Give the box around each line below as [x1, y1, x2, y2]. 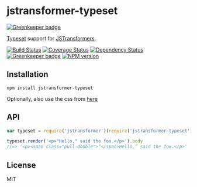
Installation [6, 69, 49, 80]
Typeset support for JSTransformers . [6, 35, 96, 42]
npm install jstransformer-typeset [6, 85, 94, 91]
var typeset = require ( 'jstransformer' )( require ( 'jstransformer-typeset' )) [6, 128, 195, 134]
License [6, 160, 36, 170]
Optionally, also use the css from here [6, 95, 98, 102]
